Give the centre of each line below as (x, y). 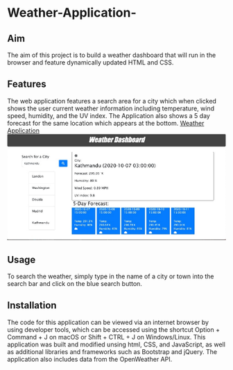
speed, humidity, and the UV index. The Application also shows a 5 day (109, 115)
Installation (32, 306)
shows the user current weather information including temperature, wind (111, 108)
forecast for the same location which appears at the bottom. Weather (106, 123)
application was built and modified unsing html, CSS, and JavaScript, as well (116, 344)
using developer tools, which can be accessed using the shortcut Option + (114, 329)
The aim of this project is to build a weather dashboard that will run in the (112, 55)
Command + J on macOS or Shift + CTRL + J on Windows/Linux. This (106, 337)
